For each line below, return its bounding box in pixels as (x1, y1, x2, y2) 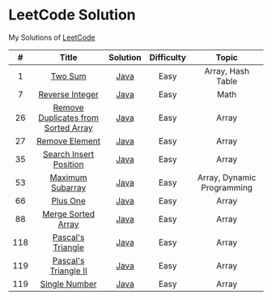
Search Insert (43, 148, 95, 160)
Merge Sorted (41, 208, 96, 220)
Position (53, 158, 84, 169)
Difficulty (149, 51, 186, 62)
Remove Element (36, 135, 101, 147)
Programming (201, 182, 253, 193)
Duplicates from (37, 112, 100, 123)
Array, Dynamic (197, 172, 257, 183)
